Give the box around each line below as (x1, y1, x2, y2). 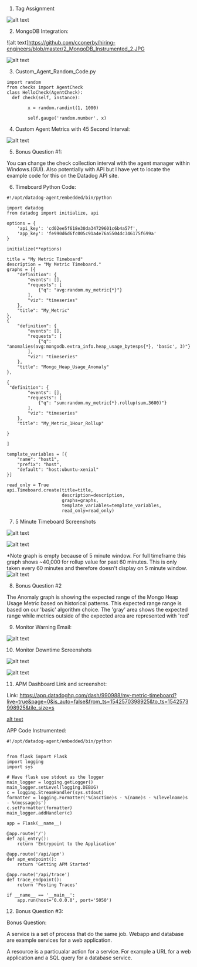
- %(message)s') (6, 800, 46, 806)
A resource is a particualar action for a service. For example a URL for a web (6, 948, 191, 955)
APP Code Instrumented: (6, 727, 67, 734)
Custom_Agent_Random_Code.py (15, 68, 96, 75)
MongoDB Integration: (15, 28, 69, 35)
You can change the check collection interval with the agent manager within (6, 160, 190, 167)
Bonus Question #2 (15, 582, 62, 589)
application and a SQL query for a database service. (6, 954, 133, 961)
